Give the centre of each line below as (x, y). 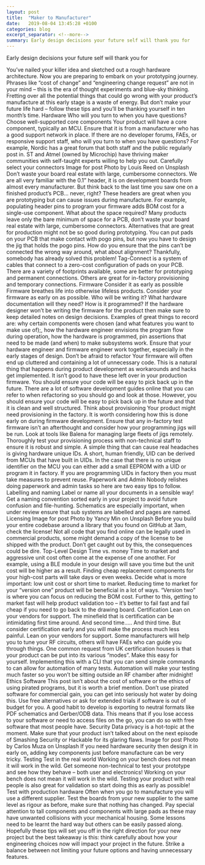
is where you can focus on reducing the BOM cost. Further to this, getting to (102, 597)
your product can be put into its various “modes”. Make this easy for (92, 655)
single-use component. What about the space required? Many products (96, 213)
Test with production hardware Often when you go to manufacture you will (100, 792)
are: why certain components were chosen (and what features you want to (100, 323)
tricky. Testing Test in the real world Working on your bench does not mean (101, 759)
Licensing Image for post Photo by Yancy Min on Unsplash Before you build (102, 519)
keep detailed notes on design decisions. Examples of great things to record (102, 317)
